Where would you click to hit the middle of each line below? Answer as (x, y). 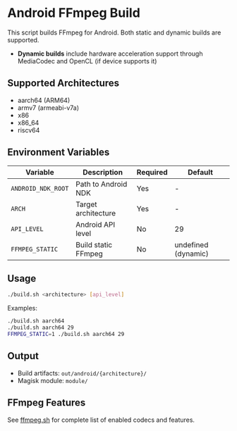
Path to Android (101, 184)
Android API (95, 225)
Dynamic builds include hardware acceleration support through (110, 54)
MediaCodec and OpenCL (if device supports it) (87, 61)
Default (201, 172)
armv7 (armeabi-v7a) (48, 108)
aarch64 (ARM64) (44, 100)
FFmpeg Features (47, 403)
